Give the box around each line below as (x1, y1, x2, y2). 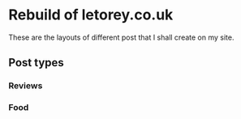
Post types (8, 56, 65, 70)
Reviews (8, 80, 43, 91)
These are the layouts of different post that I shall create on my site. (8, 32, 235, 42)
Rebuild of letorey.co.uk (8, 6, 174, 24)
